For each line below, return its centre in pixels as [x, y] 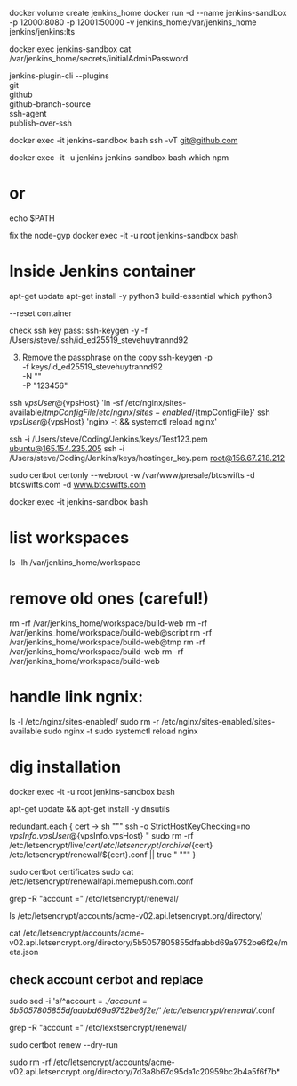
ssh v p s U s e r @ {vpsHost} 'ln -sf [66, 402]
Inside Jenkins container [102, 271]
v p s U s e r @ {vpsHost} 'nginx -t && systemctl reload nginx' [113, 421]
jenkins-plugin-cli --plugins [59, 76]
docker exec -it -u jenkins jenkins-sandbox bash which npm [119, 158]
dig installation [65, 767]
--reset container [41, 313]
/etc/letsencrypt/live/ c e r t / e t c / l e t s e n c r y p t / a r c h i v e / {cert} [111, 845]
